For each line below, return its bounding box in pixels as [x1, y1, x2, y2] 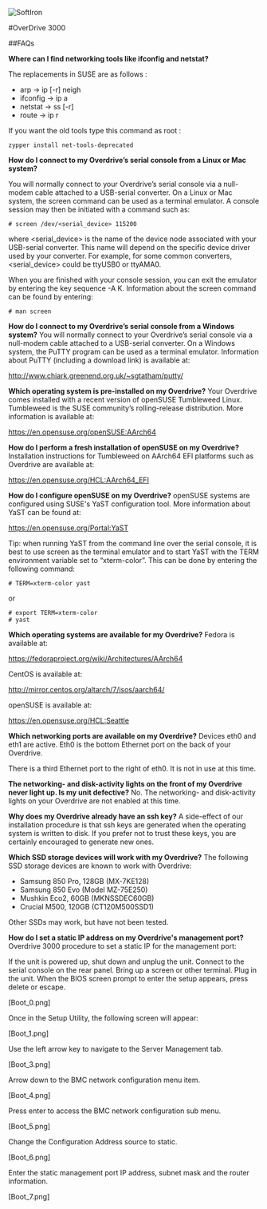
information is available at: [8, 412, 95, 421]
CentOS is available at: [8, 669, 83, 679]
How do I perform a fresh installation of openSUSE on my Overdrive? [8, 443, 240, 452]
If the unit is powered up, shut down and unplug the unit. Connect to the [8, 957, 245, 966]
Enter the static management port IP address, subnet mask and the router [8, 1168, 249, 1177]
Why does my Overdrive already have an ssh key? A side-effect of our [8, 811, 243, 821]
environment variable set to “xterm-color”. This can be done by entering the [8, 556, 257, 565]
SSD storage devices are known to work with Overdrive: [8, 861, 192, 870]
